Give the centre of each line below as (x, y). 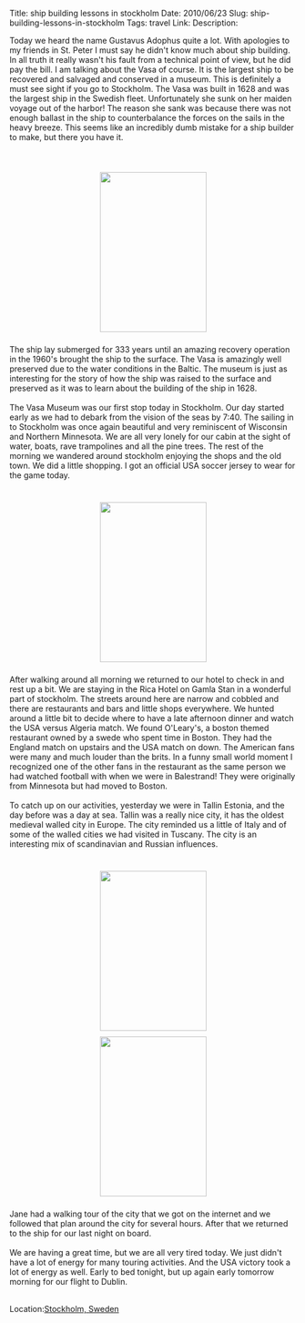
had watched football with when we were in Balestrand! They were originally (152, 776)
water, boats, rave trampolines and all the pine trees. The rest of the (137, 446)
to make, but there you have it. (66, 137)
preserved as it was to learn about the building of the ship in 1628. (133, 388)
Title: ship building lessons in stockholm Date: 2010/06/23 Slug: (129, 13)
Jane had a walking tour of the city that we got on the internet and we (140, 1214)
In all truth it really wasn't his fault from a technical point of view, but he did (150, 60)
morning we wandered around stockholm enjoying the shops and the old (146, 456)
